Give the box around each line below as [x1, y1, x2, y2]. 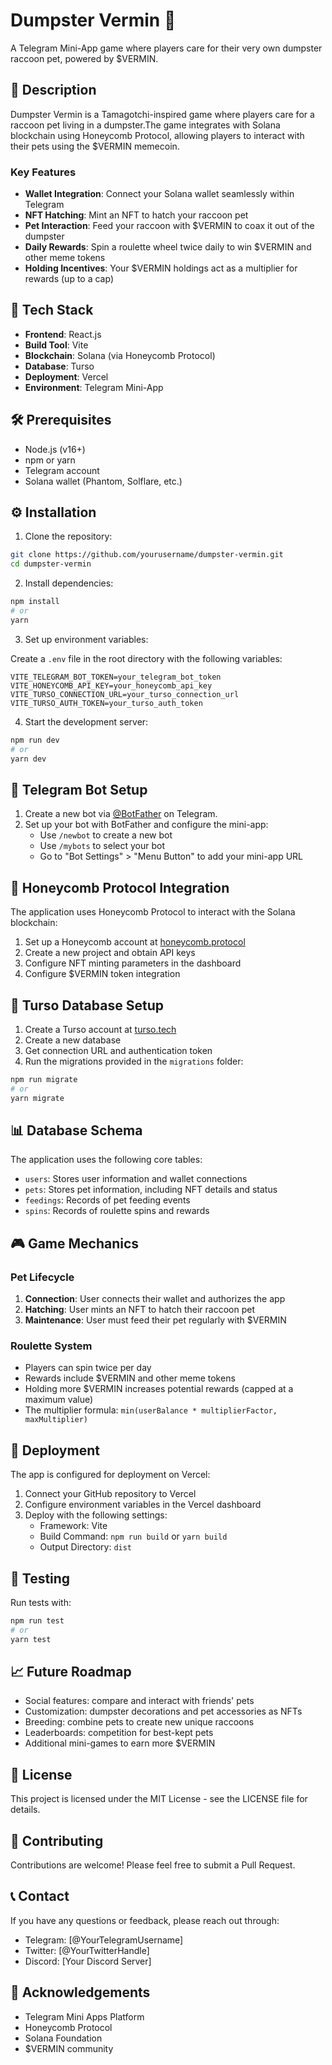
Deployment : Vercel [24, 370, 109, 383]
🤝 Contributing [10, 1832, 104, 1849]
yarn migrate [10, 1093, 65, 1103]
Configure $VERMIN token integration [24, 968, 181, 980]
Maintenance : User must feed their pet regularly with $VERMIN [24, 1314, 287, 1326]
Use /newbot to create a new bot [39, 829, 173, 841]
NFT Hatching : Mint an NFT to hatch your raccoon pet [24, 209, 249, 221]
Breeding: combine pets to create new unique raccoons [24, 1716, 255, 1728]
